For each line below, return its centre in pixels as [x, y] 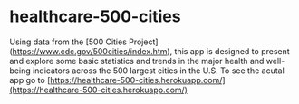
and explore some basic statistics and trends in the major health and [137, 61]
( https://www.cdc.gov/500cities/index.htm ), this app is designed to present [149, 51]
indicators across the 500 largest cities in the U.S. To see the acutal [159, 71]
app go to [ [30, 80]
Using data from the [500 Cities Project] [84, 42]
